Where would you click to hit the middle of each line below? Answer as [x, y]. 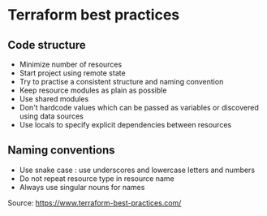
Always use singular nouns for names [82, 187]
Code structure [47, 45]
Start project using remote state [73, 73]
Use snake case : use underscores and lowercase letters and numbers [137, 170]
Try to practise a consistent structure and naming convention [121, 82]
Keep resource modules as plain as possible [93, 90]
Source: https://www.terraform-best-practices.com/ [95, 203]
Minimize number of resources [71, 64]
